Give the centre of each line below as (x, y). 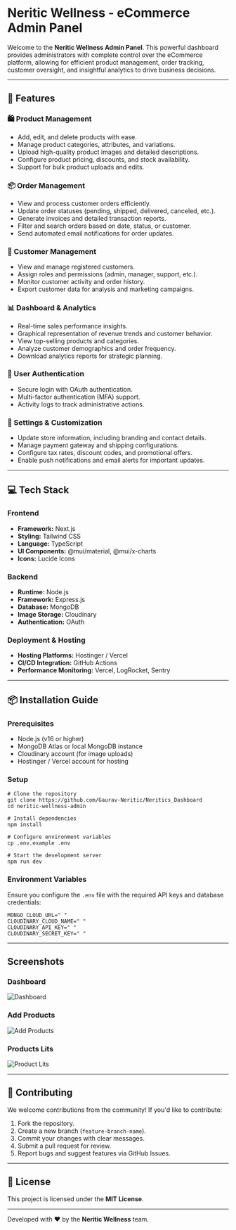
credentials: (24, 902)
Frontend (23, 513)
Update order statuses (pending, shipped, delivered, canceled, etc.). (116, 211)
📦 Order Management (46, 186)
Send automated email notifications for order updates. (96, 233)
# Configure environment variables (59, 837)
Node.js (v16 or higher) (51, 739)
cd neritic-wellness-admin (47, 807)
